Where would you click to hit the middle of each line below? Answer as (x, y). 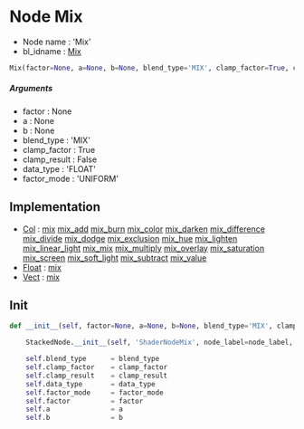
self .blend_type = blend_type (93, 359)
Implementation (55, 207)
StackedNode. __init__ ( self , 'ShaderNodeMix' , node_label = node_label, (160, 343)
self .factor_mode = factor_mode (95, 392)
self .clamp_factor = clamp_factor (97, 367)
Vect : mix (41, 277)
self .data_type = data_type (90, 384)
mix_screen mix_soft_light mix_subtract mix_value (114, 257)
